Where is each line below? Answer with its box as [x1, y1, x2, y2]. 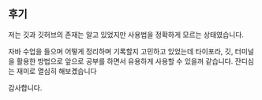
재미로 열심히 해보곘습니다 [16, 66, 97, 76]
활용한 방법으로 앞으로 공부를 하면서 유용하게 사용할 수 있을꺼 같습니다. [16, 56, 234, 65]
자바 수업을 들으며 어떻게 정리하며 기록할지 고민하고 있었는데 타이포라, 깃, [8, 46, 234, 56]
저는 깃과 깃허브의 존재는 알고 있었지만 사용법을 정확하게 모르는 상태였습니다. [8, 30, 245, 39]
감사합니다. [8, 83, 43, 92]
